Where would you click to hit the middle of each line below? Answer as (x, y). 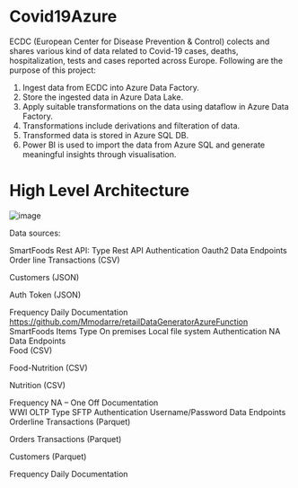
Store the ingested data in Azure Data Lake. (103, 97)
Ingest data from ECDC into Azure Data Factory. (111, 87)
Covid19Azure (63, 17)
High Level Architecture (100, 191)
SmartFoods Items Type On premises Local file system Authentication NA (145, 331)
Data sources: (35, 233)
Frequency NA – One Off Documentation (84, 403)
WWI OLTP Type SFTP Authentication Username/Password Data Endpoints (148, 412)
